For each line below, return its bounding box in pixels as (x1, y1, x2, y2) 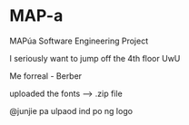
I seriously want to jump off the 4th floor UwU (9, 53, 181, 63)
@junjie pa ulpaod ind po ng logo (9, 105, 134, 116)
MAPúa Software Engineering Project (9, 35, 149, 46)
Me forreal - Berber (9, 70, 83, 82)
